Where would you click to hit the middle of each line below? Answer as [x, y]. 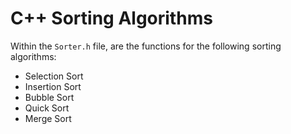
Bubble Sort [49, 97]
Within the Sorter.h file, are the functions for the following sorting [146, 46]
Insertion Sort [53, 86]
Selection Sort [54, 76]
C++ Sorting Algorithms [111, 18]
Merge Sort [48, 118]
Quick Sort [47, 108]
